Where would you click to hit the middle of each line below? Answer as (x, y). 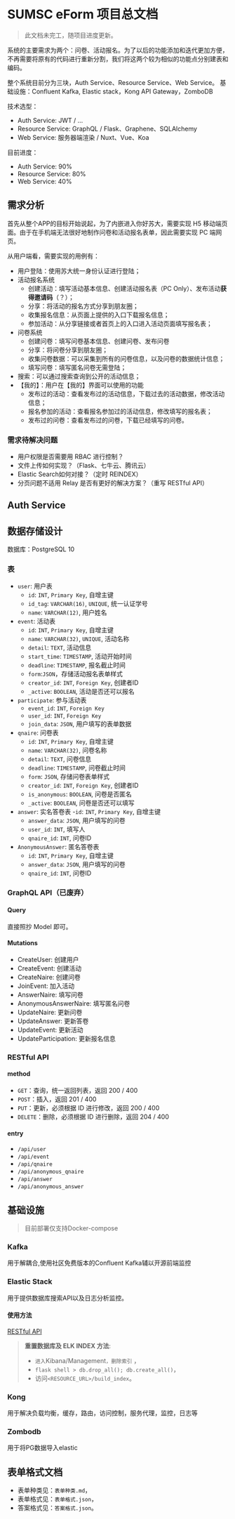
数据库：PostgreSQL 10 (41, 549)
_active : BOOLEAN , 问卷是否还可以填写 (81, 803)
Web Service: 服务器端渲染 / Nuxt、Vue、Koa (83, 137)
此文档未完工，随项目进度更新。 (70, 35)
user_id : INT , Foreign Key (65, 715)
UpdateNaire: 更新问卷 (50, 1012)
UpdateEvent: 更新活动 (50, 1030)
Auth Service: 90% (45, 166)
